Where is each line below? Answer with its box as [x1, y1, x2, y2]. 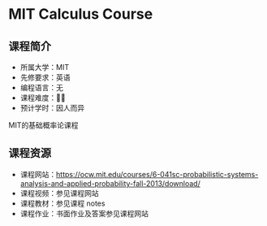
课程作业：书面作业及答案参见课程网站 [19, 208, 149, 218]
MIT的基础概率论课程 [8, 120, 79, 130]
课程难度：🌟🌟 [19, 93, 67, 102]
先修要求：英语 [19, 72, 71, 82]
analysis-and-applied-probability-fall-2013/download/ [19, 178, 200, 188]
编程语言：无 [19, 83, 63, 92]
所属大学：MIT [19, 63, 70, 72]
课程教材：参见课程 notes [19, 198, 106, 208]
